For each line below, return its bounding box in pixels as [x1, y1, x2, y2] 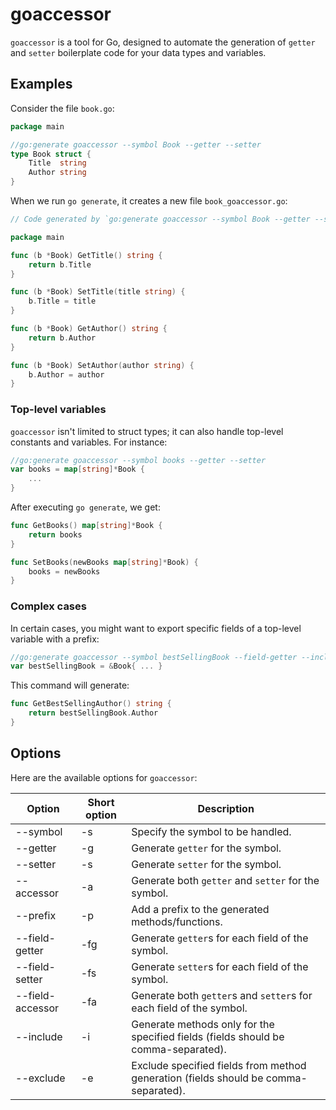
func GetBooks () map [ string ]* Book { [10, 521, 163, 531]
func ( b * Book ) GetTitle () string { [10, 250, 163, 260]
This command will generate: [10, 679, 130, 692]
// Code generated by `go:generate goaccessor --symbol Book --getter [10, 214, 311, 224]
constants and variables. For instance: [10, 436, 168, 448]
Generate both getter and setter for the [131, 873, 320, 887]
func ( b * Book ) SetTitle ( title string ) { [10, 287, 186, 297]
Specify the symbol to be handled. [131, 824, 292, 838]
